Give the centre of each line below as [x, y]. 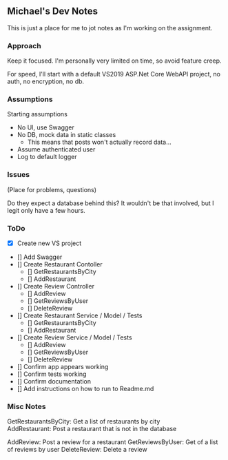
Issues [19, 175]
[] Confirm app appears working [63, 367]
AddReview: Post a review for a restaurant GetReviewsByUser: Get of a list [113, 442]
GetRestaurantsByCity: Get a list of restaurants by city [84, 421]
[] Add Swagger [40, 257]
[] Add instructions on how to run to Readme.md [85, 389]
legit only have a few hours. [46, 210]
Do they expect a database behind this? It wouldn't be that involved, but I [111, 203]
